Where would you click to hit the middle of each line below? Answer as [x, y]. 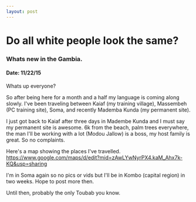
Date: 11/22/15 [23, 73]
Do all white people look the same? [92, 40]
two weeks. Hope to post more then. [50, 181]
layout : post [22, 11]
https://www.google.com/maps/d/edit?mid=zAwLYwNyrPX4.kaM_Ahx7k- [94, 157]
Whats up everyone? [31, 86]
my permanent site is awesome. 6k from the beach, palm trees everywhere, [97, 127]
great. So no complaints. [36, 140]
